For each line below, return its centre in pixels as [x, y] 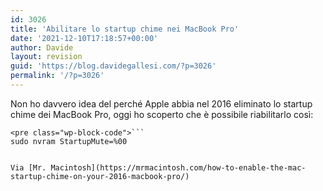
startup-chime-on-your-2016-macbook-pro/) [100, 176]
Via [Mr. [28, 167]
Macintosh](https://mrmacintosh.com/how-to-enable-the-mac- [178, 167]
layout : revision [46, 57]
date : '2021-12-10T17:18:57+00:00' [84, 38]
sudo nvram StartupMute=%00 [69, 141]
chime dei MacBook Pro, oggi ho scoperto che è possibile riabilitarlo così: [162, 114]
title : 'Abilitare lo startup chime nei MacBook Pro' [125, 29]
